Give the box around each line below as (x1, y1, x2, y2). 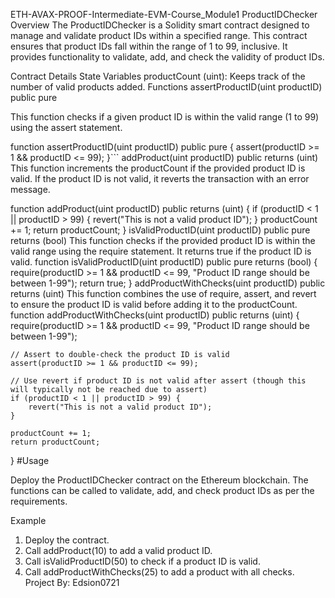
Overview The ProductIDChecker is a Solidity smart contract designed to (10, 19, 310, 31)
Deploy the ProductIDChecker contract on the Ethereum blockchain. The (10, 474, 309, 486)
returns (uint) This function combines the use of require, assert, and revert (10, 288, 317, 299)
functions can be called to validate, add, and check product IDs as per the (10, 485, 315, 496)
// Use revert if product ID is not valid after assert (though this (10, 376, 307, 386)
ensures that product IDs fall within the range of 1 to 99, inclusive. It (10, 40, 288, 52)
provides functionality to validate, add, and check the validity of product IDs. (10, 51, 325, 63)
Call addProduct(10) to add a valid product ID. (24, 545, 213, 556)
